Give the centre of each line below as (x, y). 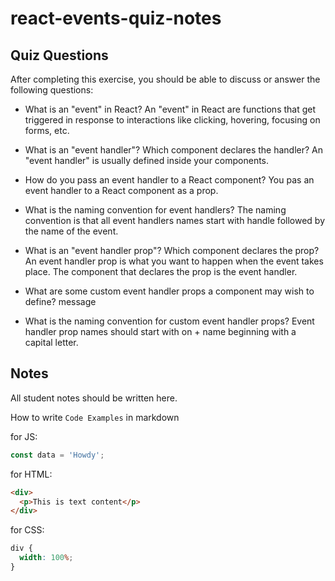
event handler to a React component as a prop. (121, 190)
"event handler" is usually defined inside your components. (147, 160)
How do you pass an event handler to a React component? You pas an (169, 180)
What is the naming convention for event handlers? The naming (155, 210)
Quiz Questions (59, 55)
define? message (60, 301)
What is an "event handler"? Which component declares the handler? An (174, 150)
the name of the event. (71, 231)
